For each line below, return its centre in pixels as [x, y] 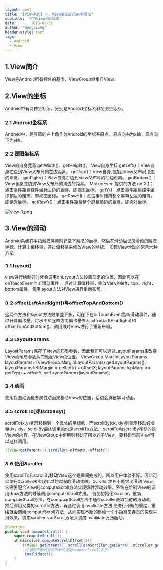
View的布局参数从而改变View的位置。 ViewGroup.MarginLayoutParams [76, 357]
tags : [10, 37]
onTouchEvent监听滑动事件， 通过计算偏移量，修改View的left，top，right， [81, 283]
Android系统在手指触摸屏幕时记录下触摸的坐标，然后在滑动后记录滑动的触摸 [81, 241]
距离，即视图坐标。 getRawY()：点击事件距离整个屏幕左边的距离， [88, 196]
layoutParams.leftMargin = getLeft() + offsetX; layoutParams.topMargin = [78, 367]
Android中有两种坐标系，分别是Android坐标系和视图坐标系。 [65, 109]
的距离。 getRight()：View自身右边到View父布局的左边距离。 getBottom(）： [81, 178]
